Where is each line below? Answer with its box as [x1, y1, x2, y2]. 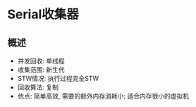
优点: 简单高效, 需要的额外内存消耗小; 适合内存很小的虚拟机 [17, 92, 189, 100]
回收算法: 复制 [17, 83, 59, 92]
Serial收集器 [7, 6, 79, 23]
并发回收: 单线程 [17, 57, 65, 65]
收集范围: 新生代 [17, 65, 65, 74]
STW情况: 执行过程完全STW [17, 75, 99, 82]
